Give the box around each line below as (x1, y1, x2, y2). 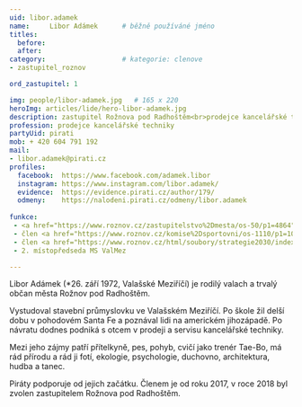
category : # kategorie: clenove (9, 55, 203, 64)
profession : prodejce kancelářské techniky (9, 120, 175, 130)
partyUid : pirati (9, 129, 75, 138)
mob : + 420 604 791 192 (9, 137, 99, 146)
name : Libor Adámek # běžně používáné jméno (9, 22, 216, 31)
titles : (9, 30, 39, 39)
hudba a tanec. (9, 361, 66, 372)
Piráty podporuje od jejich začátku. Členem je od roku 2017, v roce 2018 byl (9, 378, 289, 389)
